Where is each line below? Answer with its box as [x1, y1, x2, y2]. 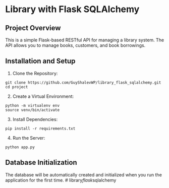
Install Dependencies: [12, 116, 58, 122]
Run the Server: [12, 135, 45, 141]
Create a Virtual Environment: [12, 93, 74, 99]
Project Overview [5, 24, 61, 32]
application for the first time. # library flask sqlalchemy [5, 177, 117, 183]
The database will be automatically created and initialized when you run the [5, 171, 162, 177]
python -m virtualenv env [5, 103, 60, 108]
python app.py [5, 145, 35, 150]
